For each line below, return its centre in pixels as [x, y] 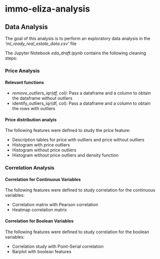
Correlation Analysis [30, 168]
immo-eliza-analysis [48, 9]
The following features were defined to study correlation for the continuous [80, 190]
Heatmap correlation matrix [39, 210]
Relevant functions [25, 82]
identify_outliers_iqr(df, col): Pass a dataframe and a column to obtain [81, 103]
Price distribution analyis [31, 119]
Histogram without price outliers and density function [65, 155]
